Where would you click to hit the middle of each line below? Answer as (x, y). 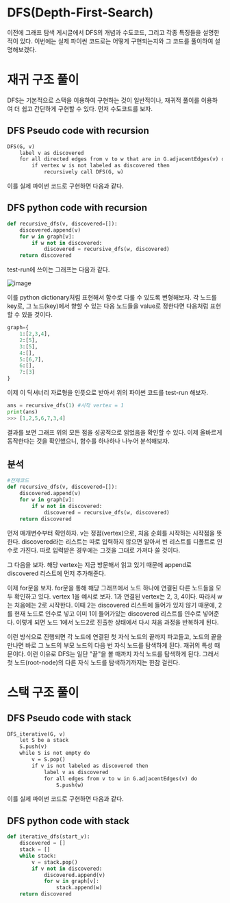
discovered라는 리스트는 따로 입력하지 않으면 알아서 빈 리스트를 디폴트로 (118, 541)
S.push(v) (34, 747)
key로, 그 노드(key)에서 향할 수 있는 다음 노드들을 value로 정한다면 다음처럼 (108, 306)
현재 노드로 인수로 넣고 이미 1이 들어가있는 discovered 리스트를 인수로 (107, 613)
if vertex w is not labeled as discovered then (101, 166)
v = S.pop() (49, 760)
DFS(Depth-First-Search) (80, 13)
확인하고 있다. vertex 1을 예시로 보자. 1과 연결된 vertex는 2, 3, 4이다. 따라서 (115, 596)
